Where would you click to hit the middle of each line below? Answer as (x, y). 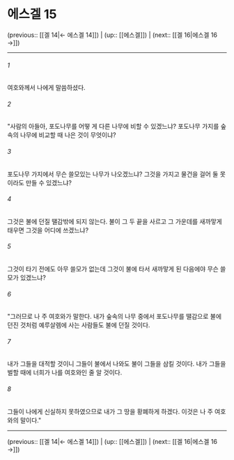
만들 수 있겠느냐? (48, 182)
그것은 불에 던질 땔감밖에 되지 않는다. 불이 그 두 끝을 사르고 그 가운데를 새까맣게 (115, 221)
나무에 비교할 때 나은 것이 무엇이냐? (68, 135)
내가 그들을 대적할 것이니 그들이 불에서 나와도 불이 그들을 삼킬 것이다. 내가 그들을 (117, 364)
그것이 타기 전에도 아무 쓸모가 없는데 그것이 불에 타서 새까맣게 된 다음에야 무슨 (113, 269)
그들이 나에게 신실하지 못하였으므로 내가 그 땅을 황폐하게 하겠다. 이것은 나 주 (110, 411)
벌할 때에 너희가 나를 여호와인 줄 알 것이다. (65, 372)
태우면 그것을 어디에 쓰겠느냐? (48, 230)
